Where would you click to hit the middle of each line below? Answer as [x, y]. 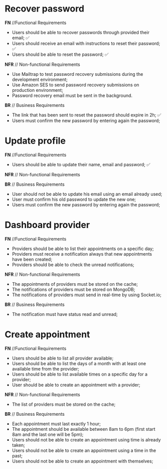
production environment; [37, 90]
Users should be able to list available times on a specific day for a [80, 374]
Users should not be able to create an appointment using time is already [86, 439]
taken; [19, 445]
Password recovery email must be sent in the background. [72, 95]
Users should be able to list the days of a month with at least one [79, 363]
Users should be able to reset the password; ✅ [60, 54]
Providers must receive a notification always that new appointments [82, 254]
